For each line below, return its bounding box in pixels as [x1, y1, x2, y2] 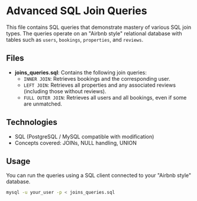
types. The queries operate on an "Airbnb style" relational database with [6, 29, 182, 37]
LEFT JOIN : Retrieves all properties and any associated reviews [23, 81, 176, 88]
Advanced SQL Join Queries [6, 4, 147, 18]
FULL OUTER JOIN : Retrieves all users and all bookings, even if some [23, 94, 187, 101]
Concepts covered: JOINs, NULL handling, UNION [14, 139, 137, 146]
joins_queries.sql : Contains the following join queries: [14, 69, 147, 76]
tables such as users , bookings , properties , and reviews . [6, 36, 144, 43]
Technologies [6, 117, 58, 127]
